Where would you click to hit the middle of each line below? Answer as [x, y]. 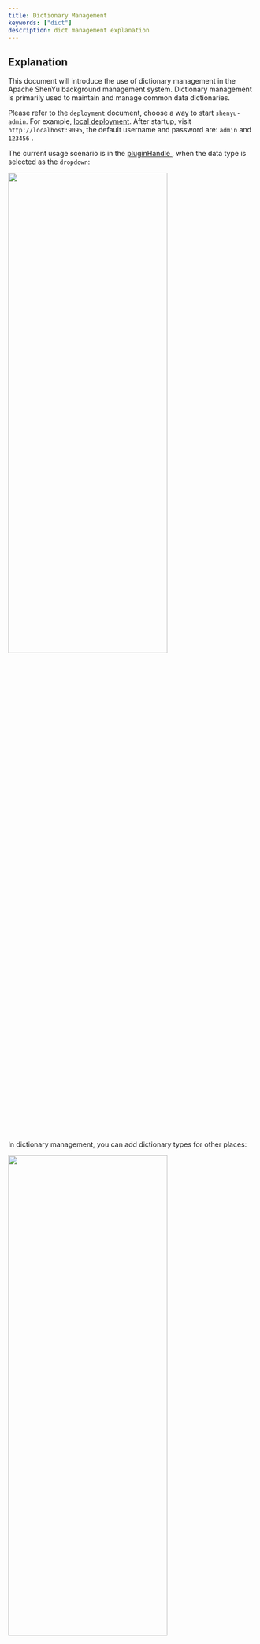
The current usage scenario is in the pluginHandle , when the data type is [127, 154]
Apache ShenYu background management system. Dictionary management [130, 89]
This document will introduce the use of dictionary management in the [122, 81]
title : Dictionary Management [58, 15]
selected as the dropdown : [49, 162]
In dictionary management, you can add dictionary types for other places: [128, 1144]
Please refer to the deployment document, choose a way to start [111, 113]
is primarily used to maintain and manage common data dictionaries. [119, 98]
